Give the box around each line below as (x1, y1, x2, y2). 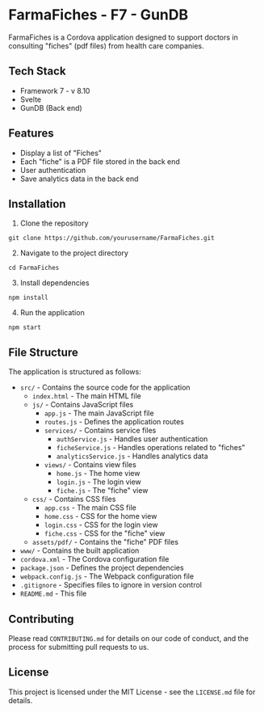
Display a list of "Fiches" (19, 148, 103, 158)
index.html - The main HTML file (31, 391, 141, 401)
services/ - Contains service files (44, 426, 157, 436)
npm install (8, 293, 48, 302)
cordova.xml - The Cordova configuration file (19, 554, 170, 564)
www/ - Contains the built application (19, 546, 140, 555)
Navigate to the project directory (19, 248, 129, 258)
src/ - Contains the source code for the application (19, 382, 191, 393)
